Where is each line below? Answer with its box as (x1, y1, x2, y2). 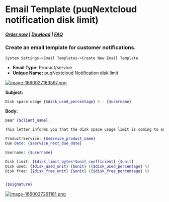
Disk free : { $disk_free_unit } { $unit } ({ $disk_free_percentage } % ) (5, 168, 150, 174)
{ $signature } (5, 182, 33, 187)
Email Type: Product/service (12, 64, 72, 70)
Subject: (5, 89, 24, 95)
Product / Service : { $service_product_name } (5, 136, 96, 141)
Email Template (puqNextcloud (5, 4, 137, 15)
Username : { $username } (5, 150, 53, 155)
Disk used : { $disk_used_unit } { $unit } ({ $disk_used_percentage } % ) (5, 164, 150, 169)
